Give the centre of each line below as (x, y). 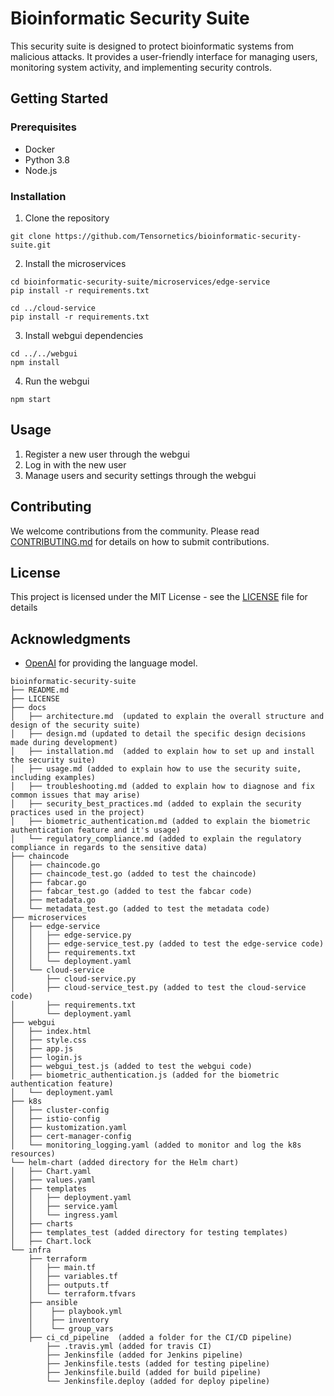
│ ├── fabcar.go (48, 883)
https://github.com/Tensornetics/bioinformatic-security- (178, 236)
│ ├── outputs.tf (69, 1285)
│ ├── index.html (51, 1032)
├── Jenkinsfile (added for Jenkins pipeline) (145, 1355)
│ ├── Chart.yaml (51, 1172)
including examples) (53, 778)
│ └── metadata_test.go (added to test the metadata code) (140, 909)
